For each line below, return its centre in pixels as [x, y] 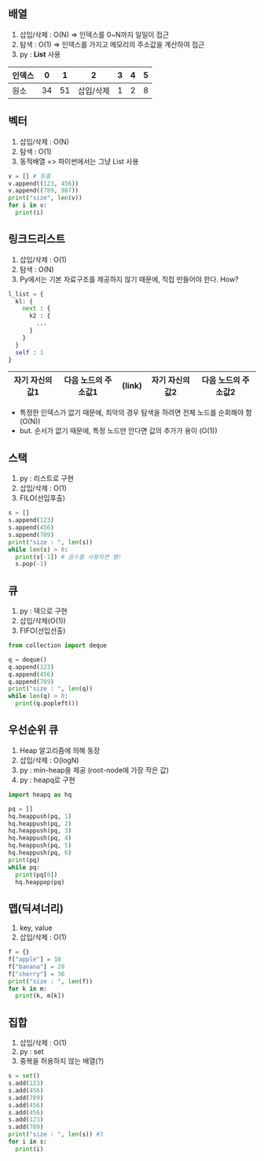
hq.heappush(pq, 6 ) [40, 853]
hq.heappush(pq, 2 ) [40, 824]
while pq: [24, 867]
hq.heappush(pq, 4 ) [40, 838]
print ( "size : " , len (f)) [50, 981]
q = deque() [27, 659]
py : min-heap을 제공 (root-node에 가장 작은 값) [94, 770]
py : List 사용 [40, 54]
